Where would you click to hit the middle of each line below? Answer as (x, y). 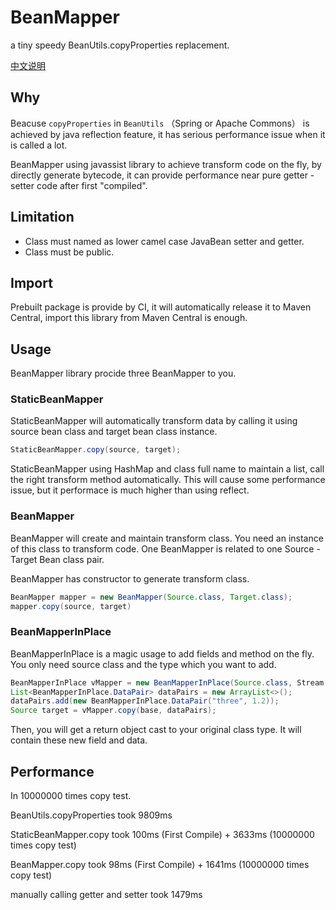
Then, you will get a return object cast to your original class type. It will (156, 730)
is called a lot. (39, 145)
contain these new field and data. (79, 740)
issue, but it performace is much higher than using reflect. (130, 490)
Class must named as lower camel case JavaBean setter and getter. (164, 241)
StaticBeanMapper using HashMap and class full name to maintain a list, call (167, 469)
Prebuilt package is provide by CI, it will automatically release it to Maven (161, 307)
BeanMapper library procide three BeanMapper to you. (123, 373)
